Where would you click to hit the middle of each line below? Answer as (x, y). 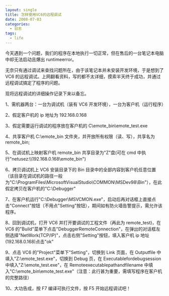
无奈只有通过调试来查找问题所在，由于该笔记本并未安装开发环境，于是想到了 (84, 70)
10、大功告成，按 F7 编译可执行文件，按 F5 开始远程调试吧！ (68, 288)
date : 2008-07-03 (23, 19)
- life (17, 38)
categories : (18, 24)
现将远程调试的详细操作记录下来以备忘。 (47, 93)
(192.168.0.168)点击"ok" (29, 241)
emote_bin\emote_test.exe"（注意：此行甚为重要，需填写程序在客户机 (90, 271)
